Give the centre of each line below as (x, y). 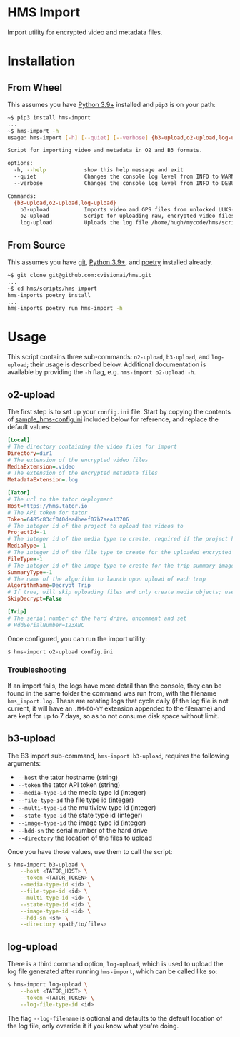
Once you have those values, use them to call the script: (90, 851)
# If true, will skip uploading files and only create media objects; (115, 592)
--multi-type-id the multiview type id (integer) (87, 807)
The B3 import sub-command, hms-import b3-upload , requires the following (118, 756)
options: (20, 164)
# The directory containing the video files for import (92, 446)
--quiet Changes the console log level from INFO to (116, 177)
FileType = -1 (25, 559)
